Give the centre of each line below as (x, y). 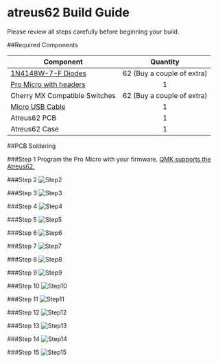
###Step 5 (22, 219)
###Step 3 (22, 192)
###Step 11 (23, 299)
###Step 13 (23, 325)
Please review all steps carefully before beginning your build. (93, 32)
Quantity (165, 62)
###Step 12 (23, 312)
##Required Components (43, 45)
